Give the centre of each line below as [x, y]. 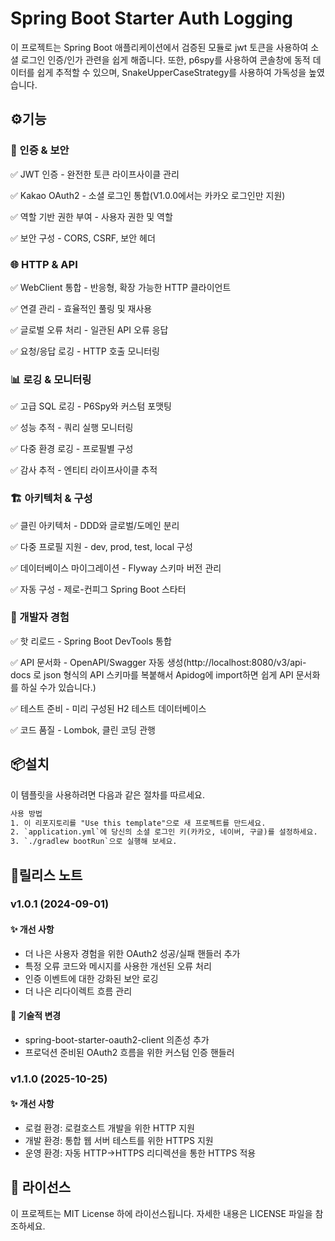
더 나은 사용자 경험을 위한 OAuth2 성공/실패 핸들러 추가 [132, 953]
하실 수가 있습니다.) [58, 687]
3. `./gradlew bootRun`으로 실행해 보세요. [94, 842]
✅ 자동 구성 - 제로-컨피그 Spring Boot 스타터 [98, 589]
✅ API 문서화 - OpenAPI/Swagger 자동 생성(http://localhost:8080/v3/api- [158, 662]
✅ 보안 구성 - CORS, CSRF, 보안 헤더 [83, 238]
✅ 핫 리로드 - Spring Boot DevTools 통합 [91, 641]
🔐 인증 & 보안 [40, 150]
